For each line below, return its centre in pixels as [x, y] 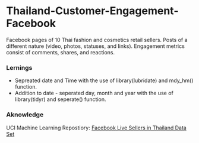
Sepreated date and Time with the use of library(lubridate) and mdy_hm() [104, 80]
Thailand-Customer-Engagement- [92, 11]
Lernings [19, 67]
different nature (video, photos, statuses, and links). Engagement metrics [96, 46]
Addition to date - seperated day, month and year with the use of [94, 93]
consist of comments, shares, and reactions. [61, 52]
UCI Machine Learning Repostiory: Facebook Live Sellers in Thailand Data [97, 128]
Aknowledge [25, 115]
